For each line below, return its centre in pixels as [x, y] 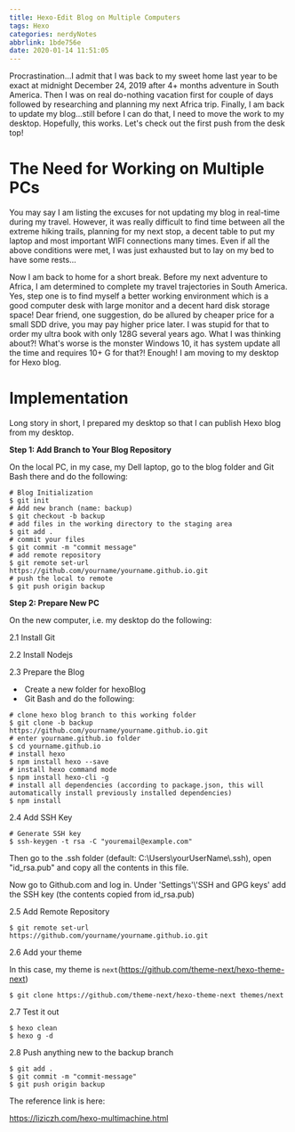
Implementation [69, 398]
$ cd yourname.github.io [55, 746]
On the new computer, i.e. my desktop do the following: [111, 620]
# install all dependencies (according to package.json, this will [137, 785]
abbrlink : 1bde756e [45, 42]
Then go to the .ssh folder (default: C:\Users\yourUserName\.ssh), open [140, 858]
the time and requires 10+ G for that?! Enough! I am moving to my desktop [144, 353]
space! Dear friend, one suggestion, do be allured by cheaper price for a [142, 315]
